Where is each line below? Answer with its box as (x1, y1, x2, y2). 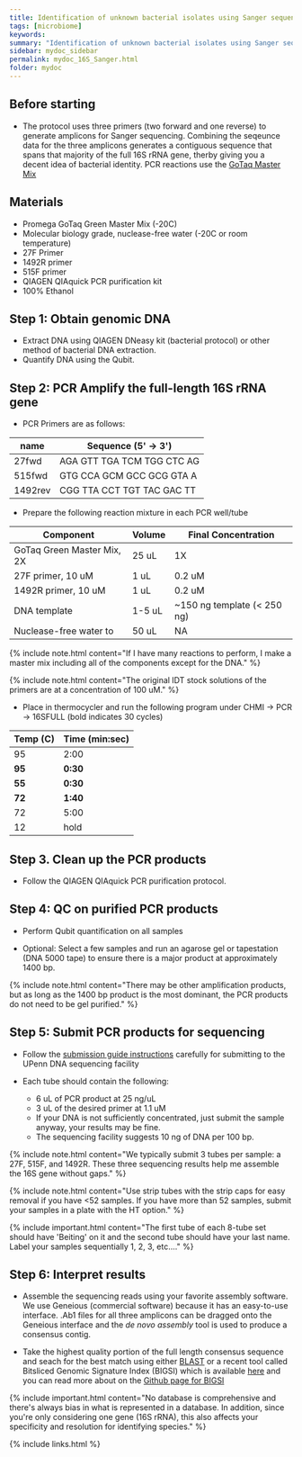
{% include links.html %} (9, 1439, 101, 1450)
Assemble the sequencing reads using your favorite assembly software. (22, 1291, 289, 1301)
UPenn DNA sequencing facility (22, 1058, 139, 1069)
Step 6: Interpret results (9, 1266, 147, 1282)
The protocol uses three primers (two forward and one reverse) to (22, 121, 267, 131)
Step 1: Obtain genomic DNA (9, 311, 171, 327)
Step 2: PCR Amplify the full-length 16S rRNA (9, 380, 267, 396)
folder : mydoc (9, 64, 63, 73)
